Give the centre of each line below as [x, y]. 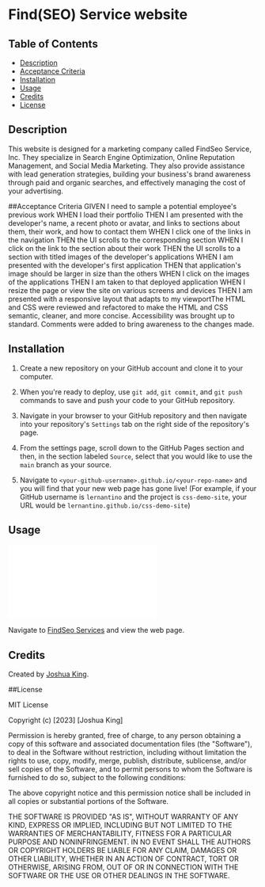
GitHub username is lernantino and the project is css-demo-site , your [133, 497]
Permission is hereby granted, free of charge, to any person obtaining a [125, 736]
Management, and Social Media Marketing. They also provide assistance [127, 166]
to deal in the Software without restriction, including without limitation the [127, 752]
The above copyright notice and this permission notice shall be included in [129, 793]
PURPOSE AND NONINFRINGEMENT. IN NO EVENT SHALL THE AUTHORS [130, 842]
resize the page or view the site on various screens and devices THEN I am [131, 290]
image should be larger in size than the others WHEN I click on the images [129, 273]
